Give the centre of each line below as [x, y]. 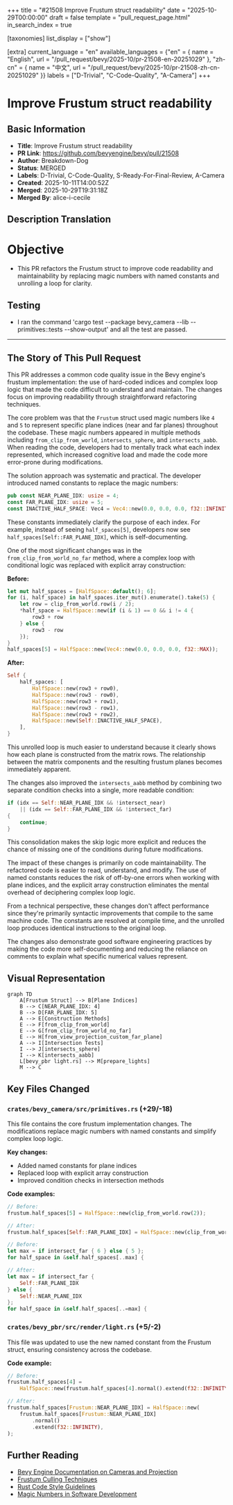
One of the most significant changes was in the [75, 550]
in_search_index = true [40, 25]
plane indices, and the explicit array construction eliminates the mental [108, 885]
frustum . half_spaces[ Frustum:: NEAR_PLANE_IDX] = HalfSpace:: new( [103, 1408]
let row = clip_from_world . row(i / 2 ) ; [77, 604]
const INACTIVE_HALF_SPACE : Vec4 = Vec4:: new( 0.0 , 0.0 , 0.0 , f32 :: [107, 509]
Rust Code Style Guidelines [56, 1487]
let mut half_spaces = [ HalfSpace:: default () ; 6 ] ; [82, 591]
